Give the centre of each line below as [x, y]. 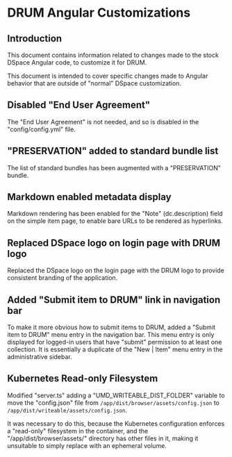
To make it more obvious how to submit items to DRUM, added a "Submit [111, 327]
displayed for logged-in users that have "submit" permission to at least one [115, 342]
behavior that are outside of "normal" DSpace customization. [94, 83]
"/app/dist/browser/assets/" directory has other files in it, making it [103, 438]
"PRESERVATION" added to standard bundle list [113, 151]
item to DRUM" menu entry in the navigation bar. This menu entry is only [111, 335]
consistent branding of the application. [63, 278]
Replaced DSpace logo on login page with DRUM [114, 243]
